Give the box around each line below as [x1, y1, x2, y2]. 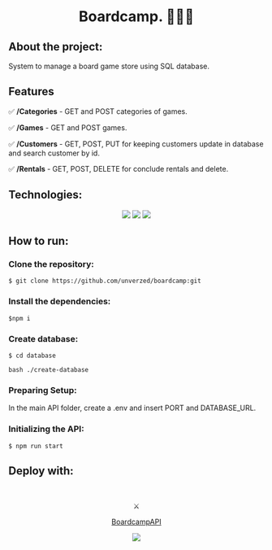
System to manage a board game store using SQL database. [8, 61, 209, 71]
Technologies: [8, 188, 83, 202]
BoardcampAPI [111, 517, 162, 527]
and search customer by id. [8, 148, 100, 158]
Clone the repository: [8, 258, 95, 269]
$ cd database [8, 351, 57, 360]
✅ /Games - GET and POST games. [8, 122, 127, 133]
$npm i [8, 314, 31, 322]
